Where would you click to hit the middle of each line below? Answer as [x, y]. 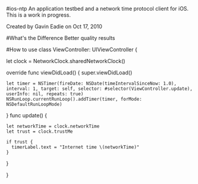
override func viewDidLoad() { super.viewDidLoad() [69, 73]
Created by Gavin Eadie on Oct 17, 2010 [54, 26]
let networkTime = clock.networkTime [53, 126]
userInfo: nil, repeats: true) [45, 94]
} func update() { [27, 115]
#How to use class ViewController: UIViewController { [72, 49]
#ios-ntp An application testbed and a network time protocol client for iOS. [98, 9]
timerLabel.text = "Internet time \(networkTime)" [76, 147]
